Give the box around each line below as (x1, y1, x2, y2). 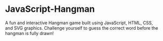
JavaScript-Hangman (5, 3, 95, 15)
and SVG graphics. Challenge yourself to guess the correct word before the (5, 25, 159, 31)
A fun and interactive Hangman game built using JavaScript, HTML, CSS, (5, 20, 153, 26)
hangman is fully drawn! (5, 30, 54, 36)
